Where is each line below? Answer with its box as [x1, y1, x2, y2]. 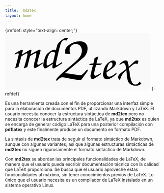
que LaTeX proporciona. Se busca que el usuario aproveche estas [5, 166, 138, 172]
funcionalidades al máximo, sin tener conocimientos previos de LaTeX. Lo [5, 171, 154, 177]
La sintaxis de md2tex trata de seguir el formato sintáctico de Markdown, [5, 136, 154, 142]
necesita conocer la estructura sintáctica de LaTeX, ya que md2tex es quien [5, 116, 160, 122]
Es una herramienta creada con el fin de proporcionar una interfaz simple [5, 100, 153, 106]
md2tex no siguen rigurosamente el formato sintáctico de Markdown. [5, 146, 146, 152]
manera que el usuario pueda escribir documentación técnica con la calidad [5, 161, 159, 167]
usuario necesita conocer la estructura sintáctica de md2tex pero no [5, 111, 144, 117]
